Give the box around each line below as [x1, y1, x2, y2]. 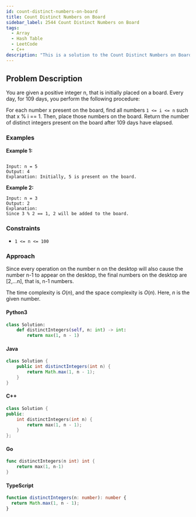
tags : [6, 25, 19, 31]
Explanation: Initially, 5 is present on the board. [6, 174, 137, 180]
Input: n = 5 [6, 163, 38, 170]
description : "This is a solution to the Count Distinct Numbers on [6, 52, 176, 58]
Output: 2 [6, 200, 30, 206]
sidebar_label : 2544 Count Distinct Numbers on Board [6, 19, 140, 25]
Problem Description [6, 74, 83, 84]
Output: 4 [6, 168, 30, 174]
